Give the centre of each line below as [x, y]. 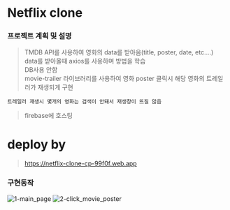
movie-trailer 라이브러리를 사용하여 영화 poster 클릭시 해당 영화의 [114, 79]
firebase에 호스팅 [49, 116]
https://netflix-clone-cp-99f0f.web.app [81, 164]
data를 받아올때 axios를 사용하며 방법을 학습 [85, 61]
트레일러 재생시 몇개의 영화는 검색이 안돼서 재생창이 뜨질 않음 [85, 102]
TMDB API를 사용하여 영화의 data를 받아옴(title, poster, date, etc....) [119, 52]
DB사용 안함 [41, 70]
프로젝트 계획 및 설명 [39, 36]
